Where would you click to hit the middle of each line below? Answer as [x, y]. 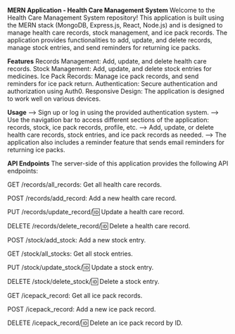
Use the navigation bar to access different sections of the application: [108, 120]
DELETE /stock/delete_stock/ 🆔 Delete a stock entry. [83, 282]
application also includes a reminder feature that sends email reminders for [116, 142]
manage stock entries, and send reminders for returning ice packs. [104, 48]
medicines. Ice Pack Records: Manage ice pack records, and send [103, 76]
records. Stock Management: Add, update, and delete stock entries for [110, 69]
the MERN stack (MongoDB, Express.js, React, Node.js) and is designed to [115, 25]
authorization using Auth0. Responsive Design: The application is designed [116, 91]
